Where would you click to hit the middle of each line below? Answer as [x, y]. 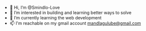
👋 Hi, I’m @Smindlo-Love [35, 8]
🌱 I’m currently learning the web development [55, 18]
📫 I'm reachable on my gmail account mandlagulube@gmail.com [75, 23]
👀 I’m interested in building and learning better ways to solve [71, 13]
